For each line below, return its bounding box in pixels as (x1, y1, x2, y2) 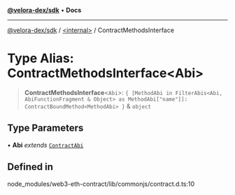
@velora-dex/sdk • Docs (7, 6, 82, 14)
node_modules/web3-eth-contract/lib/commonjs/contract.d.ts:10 (7, 180, 195, 188)
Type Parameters (7, 122, 84, 134)
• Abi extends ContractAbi (7, 140, 84, 149)
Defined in (7, 161, 54, 173)
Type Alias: (7, 50, 75, 66)
